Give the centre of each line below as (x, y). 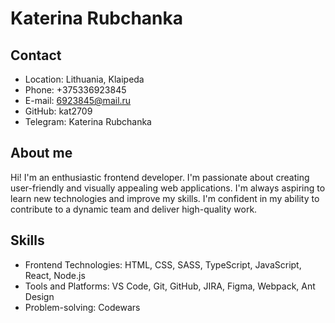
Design (39, 296)
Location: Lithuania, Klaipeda (84, 79)
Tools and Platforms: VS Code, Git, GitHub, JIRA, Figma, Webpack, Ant (170, 286)
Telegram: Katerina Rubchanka (88, 121)
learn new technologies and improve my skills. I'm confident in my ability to (165, 198)
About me (41, 153)
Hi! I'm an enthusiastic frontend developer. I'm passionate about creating (160, 177)
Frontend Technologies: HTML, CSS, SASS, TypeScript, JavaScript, (163, 264)
